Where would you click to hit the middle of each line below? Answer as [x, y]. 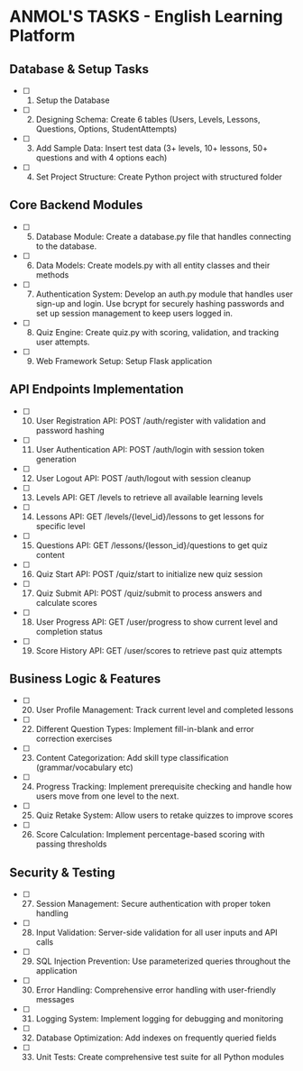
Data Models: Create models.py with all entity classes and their [153, 265]
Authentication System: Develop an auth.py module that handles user [164, 294]
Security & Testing [62, 872]
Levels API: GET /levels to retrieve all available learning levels [149, 497]
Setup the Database [73, 100]
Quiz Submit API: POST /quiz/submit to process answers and [149, 593]
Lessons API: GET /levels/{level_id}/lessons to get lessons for [150, 517]
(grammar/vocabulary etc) [84, 767]
